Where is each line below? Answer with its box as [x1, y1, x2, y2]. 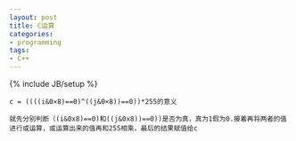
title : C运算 [9, 21, 55, 30]
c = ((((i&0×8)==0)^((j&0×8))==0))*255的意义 [9, 98, 177, 106]
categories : [9, 29, 53, 38]
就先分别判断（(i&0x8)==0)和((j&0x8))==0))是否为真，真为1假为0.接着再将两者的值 [9, 114, 287, 123]
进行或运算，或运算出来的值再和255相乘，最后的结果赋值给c [9, 124, 198, 133]
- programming [9, 37, 62, 47]
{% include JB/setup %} [9, 79, 98, 89]
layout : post [9, 12, 58, 22]
